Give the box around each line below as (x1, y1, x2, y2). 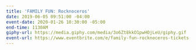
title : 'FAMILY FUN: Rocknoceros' (6, 8, 90, 14)
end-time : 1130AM (6, 24, 48, 30)
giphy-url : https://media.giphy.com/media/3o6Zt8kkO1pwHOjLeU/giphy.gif (6, 30, 187, 36)
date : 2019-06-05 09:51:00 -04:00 (6, 14, 90, 20)
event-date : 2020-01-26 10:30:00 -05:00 (6, 19, 106, 25)
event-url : (6, 35, 33, 41)
